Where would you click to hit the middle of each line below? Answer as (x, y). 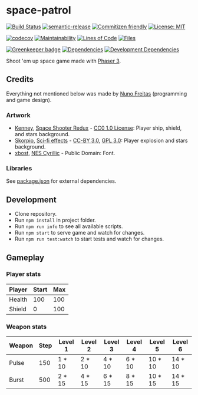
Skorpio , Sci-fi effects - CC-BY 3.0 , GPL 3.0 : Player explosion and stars (101, 141)
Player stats (24, 274)
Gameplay (25, 257)
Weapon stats (27, 327)
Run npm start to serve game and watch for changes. (80, 233)
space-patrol (39, 10)
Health (18, 299)
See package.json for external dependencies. (61, 181)
